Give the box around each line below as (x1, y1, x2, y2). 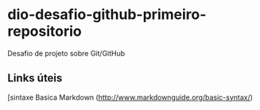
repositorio (7, 22, 82, 40)
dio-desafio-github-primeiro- (7, 6, 207, 24)
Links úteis (7, 71, 63, 85)
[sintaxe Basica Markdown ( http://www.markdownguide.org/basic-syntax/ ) (7, 93, 254, 102)
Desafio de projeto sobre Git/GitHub (7, 48, 126, 58)
